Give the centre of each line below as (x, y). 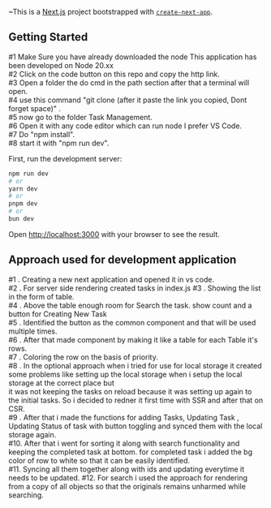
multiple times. (33, 331)
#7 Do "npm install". (42, 134)
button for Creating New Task (58, 314)
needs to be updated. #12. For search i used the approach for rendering (128, 477)
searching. (26, 495)
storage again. (32, 434)
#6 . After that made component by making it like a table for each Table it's (133, 339)
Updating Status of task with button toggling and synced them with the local (135, 426)
